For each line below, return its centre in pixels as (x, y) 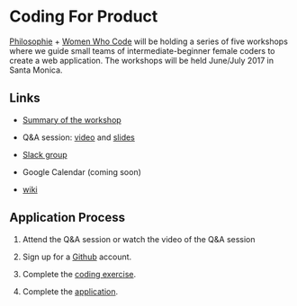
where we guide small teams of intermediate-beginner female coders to (142, 50)
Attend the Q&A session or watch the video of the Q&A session (139, 239)
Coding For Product (84, 17)
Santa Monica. (36, 70)
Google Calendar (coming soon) (82, 171)
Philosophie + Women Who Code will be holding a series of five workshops (148, 41)
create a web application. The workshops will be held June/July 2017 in (142, 60)
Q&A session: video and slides (78, 137)
